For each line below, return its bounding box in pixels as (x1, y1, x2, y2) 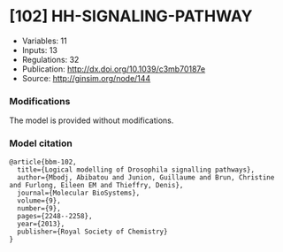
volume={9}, (17, 196, 62, 205)
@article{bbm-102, (9, 157, 77, 166)
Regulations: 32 (21, 54, 80, 65)
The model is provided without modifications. (9, 115, 174, 126)
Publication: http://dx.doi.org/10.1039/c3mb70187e (21, 64, 206, 74)
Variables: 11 (21, 35, 68, 46)
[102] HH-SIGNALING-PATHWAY (9, 6, 253, 27)
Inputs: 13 (21, 44, 57, 55)
